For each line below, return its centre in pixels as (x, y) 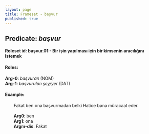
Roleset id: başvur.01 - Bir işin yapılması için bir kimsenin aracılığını (74, 51)
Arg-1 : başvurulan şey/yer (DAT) (38, 83)
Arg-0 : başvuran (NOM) (30, 78)
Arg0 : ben (24, 116)
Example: (15, 95)
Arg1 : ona (23, 121)
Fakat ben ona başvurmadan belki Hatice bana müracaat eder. (76, 105)
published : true (21, 19)
